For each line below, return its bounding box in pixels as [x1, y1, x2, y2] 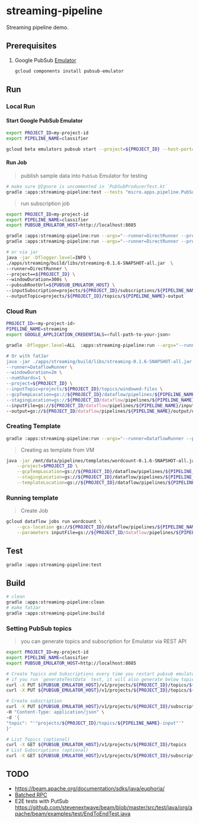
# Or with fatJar [6, 353, 49, 359]
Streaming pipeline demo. [6, 24, 69, 31]
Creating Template [6, 422, 61, 430]
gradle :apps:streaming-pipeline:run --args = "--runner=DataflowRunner [6, 435, 184, 442]
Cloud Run [6, 307, 37, 315]
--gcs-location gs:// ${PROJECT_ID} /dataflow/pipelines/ [17, 524, 158, 531]
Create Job [20, 507, 49, 515]
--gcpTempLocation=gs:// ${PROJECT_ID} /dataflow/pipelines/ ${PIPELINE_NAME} [6, 391, 197, 397]
